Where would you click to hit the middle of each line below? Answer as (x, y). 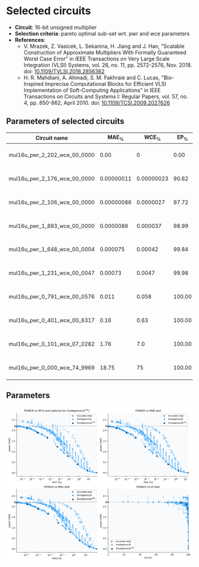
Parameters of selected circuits (65, 122)
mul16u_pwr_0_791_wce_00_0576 (52, 297)
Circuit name (52, 138)
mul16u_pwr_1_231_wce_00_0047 (52, 273)
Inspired (33, 83)
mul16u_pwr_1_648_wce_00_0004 (52, 249)
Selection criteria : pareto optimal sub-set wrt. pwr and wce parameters (102, 33)
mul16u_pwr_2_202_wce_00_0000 (52, 155)
